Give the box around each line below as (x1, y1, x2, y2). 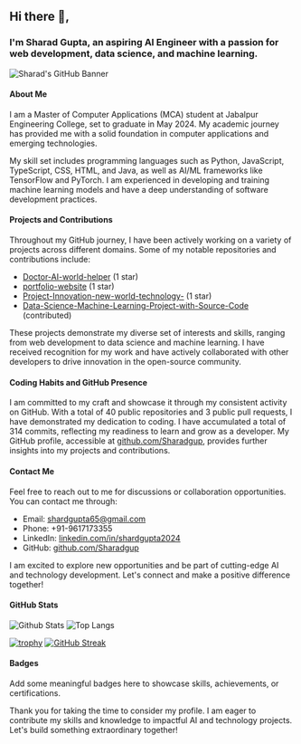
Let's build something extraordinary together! (9, 724, 178, 735)
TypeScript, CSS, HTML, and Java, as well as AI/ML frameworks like (9, 165, 264, 176)
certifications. (9, 687, 61, 698)
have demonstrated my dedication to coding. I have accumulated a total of (9, 416, 287, 427)
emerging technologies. (9, 138, 98, 148)
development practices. (9, 194, 98, 205)
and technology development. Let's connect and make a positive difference (9, 569, 291, 580)
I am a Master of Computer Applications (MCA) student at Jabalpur (9, 109, 259, 119)
